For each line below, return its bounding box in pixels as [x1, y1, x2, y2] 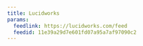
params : [7, 16, 30, 23]
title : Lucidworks [7, 9, 60, 17]
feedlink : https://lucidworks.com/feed [13, 22, 128, 29]
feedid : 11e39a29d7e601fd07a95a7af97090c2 [13, 28, 137, 36]
